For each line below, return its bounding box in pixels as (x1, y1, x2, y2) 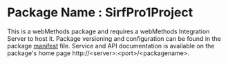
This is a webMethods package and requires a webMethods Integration (7, 27, 210, 35)
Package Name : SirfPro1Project (7, 5, 193, 20)
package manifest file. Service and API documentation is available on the (7, 42, 215, 50)
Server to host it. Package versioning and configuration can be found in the (7, 34, 221, 42)
